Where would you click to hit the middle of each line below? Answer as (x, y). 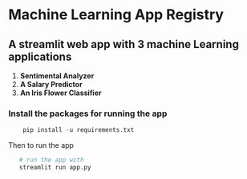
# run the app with (51, 160)
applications (40, 56)
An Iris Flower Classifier (61, 93)
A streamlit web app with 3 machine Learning (123, 44)
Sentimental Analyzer (57, 76)
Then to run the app (41, 145)
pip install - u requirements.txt (79, 130)
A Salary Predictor (51, 84)
